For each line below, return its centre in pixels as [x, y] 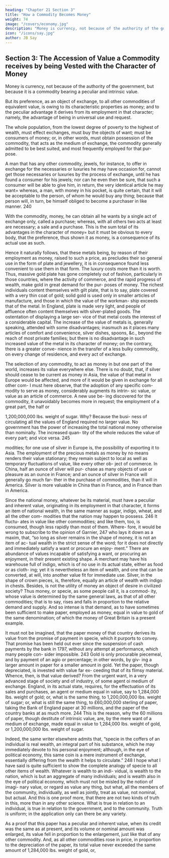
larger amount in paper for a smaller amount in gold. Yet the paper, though [82, 665]
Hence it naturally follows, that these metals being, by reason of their [77, 253]
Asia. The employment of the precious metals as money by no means [77, 453]
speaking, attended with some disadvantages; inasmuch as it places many [82, 327]
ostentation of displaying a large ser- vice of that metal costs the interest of [83, 317]
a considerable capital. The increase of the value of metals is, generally [79, 322]
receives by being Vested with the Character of [80, 66]
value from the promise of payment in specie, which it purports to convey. [82, 638]
